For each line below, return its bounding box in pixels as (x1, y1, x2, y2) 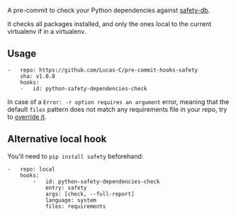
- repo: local (7, 166, 55, 173)
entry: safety (45, 184, 87, 191)
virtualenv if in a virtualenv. (7, 28, 86, 35)
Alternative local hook (7, 133, 107, 145)
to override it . (7, 113, 47, 121)
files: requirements (45, 203, 106, 210)
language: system (45, 196, 97, 204)
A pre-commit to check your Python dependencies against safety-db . (7, 6, 210, 14)
